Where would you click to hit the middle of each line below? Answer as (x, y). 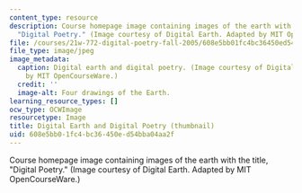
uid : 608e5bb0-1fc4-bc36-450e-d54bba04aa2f (92, 135)
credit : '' (38, 84)
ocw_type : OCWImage (46, 110)
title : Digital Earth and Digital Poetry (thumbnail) (112, 127)
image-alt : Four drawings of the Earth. (94, 92)
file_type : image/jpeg (52, 51)
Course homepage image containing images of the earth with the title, (139, 160)
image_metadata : (40, 59)
